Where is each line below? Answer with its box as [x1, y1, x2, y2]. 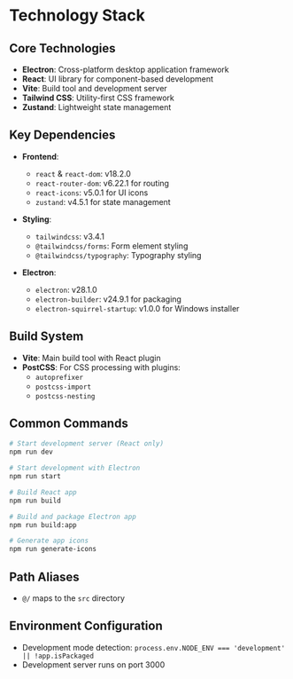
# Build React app [9, 487, 77, 497]
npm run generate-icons [9, 545, 97, 554]
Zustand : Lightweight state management [21, 102, 172, 112]
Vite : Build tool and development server [21, 83, 168, 93]
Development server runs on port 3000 [21, 659, 166, 670]
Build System [9, 329, 84, 344]
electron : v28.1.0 [35, 284, 97, 295]
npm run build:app [9, 520, 77, 529]
